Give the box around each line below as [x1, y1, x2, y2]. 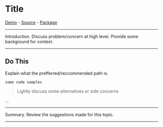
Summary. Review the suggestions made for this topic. [5, 111, 114, 117]
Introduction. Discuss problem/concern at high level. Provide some [5, 33, 138, 39]
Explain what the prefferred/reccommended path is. [5, 70, 109, 76]
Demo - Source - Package [5, 19, 57, 25]
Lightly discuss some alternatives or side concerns [16, 88, 119, 94]
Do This [5, 57, 29, 66]
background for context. [5, 38, 53, 44]
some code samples [5, 79, 42, 85]
